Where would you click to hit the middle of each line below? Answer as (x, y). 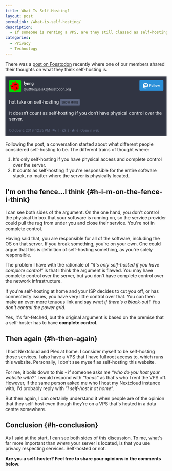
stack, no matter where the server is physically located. (71, 176)
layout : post (19, 16)
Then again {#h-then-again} (51, 339)
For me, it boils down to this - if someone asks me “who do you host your (83, 372)
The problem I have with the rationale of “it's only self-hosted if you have (82, 264)
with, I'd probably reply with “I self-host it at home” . (60, 388)
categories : (18, 38)
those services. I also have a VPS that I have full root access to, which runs (84, 357)
